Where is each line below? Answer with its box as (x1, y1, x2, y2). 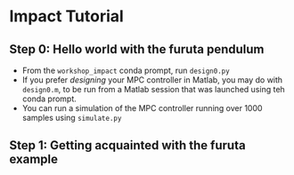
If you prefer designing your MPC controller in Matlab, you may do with (21, 75, 283, 85)
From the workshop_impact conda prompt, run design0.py (21, 65, 230, 76)
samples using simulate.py (21, 113, 122, 123)
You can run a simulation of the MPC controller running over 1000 (21, 103, 263, 113)
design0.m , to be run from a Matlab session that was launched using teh (21, 84, 285, 94)
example (9, 152, 59, 167)
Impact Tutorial (9, 6, 125, 27)
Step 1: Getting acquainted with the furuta (9, 138, 247, 153)
